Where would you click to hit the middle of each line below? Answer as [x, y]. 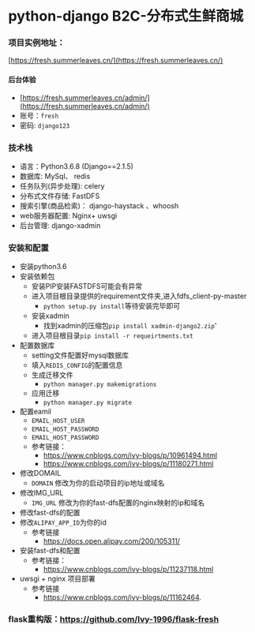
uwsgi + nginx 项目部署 [58, 579]
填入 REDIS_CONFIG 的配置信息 [77, 365]
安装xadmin [50, 316]
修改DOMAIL [40, 473]
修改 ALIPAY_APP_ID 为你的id [63, 522]
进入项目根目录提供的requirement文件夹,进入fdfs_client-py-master [139, 296]
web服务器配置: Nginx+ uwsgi [68, 215]
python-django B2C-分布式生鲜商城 [126, 16]
